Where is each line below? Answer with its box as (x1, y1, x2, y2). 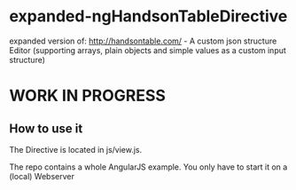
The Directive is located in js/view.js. (9, 144, 143, 154)
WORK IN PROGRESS (9, 86, 167, 106)
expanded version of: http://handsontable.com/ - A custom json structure (9, 36, 277, 46)
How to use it (9, 121, 83, 136)
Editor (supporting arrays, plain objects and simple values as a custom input (9, 44, 286, 55)
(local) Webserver (9, 170, 75, 181)
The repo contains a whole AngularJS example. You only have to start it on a (9, 162, 288, 172)
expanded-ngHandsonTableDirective (9, 6, 288, 27)
